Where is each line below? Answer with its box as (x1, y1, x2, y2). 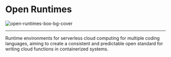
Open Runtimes (5, 4, 72, 15)
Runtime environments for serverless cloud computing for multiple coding (5, 35, 160, 41)
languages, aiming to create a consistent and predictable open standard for (5, 40, 163, 46)
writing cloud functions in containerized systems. (5, 46, 108, 52)
